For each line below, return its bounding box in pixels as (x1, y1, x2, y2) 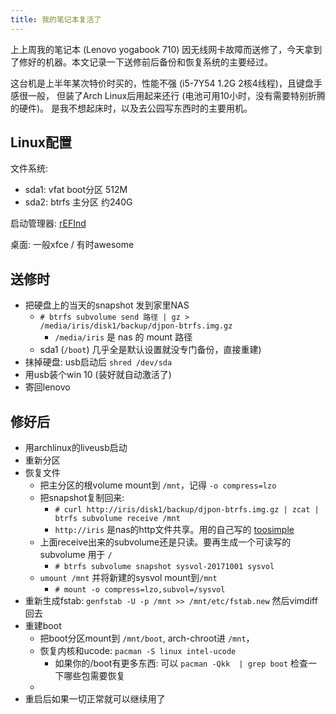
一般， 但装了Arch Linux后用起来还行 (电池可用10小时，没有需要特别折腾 (27, 89, 326, 101)
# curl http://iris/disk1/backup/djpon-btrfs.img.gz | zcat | (54, 505, 320, 515)
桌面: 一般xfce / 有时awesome (10, 239, 135, 251)
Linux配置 (10, 134, 72, 151)
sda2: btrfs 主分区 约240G (24, 196, 133, 208)
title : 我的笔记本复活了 (10, 14, 102, 25)
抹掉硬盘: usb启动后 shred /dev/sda (24, 356, 173, 368)
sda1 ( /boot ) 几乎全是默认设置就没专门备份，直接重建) (39, 344, 262, 356)
